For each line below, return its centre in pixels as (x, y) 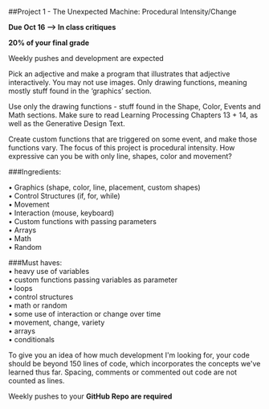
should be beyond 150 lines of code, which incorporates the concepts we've (134, 364)
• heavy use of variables (49, 271)
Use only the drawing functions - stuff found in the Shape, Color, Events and (134, 106)
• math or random (38, 305)
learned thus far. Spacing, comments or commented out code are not (123, 372)
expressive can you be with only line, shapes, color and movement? (120, 156)
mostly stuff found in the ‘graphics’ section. (80, 91)
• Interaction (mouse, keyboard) (61, 213)
